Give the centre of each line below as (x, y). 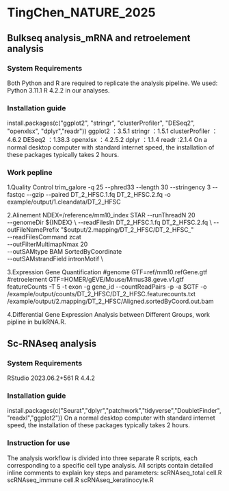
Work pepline (30, 173)
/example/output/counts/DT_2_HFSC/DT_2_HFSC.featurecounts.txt (102, 294)
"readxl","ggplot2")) (35, 418)
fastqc (16, 195)
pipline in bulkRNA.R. (37, 322)
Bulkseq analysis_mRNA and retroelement (99, 38)
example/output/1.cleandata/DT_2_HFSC (64, 202)
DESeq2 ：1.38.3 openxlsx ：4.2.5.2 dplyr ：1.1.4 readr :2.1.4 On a (115, 140)
